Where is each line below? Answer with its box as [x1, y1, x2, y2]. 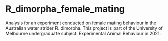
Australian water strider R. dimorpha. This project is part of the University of [5, 25, 163, 31]
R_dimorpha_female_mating [5, 3, 125, 15]
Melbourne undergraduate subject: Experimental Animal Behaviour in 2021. [5, 30, 161, 36]
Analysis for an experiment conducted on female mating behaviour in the [5, 20, 157, 26]
